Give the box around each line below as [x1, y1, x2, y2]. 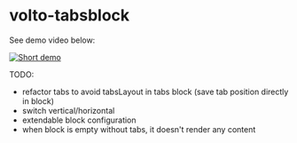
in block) [21, 95, 55, 107]
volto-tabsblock [9, 5, 130, 26]
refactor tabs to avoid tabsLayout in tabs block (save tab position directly [21, 86, 289, 97]
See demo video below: [9, 35, 96, 45]
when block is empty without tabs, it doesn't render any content [21, 123, 256, 134]
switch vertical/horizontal [21, 105, 115, 115]
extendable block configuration [21, 115, 137, 125]
